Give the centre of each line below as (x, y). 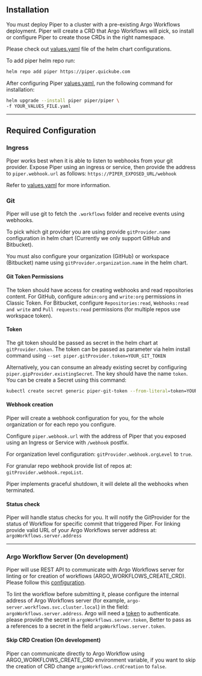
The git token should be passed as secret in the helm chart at (82, 343)
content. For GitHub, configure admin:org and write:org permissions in (94, 296)
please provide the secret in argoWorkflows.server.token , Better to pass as (99, 620)
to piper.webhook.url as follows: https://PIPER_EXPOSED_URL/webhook (91, 173)
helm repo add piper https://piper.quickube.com (68, 72)
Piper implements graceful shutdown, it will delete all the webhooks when (97, 483)
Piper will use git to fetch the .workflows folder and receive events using (96, 214)
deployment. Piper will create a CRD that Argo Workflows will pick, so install (100, 31)
